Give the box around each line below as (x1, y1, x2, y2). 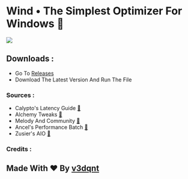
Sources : (6, 91, 35, 99)
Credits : (6, 145, 32, 153)
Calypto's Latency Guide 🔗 (14, 105, 81, 112)
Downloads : (6, 54, 54, 64)
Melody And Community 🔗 (14, 117, 80, 125)
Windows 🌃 (6, 17, 64, 31)
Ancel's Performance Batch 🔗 (14, 124, 88, 131)
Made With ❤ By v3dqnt (6, 163, 100, 174)
